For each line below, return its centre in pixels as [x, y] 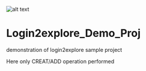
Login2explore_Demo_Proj [74, 33]
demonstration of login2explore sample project [64, 50]
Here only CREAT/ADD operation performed [60, 61]
